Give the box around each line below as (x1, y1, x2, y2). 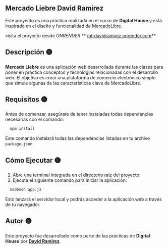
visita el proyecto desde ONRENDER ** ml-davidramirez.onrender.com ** (5, 32, 156, 38)
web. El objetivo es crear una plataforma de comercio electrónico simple (5, 74, 156, 80)
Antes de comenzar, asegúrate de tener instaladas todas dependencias (5, 111, 154, 117)
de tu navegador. (5, 202, 40, 208)
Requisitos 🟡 (5, 95, 48, 104)
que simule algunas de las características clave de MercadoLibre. (5, 80, 142, 86)
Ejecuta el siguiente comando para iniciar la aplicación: (12, 177, 127, 183)
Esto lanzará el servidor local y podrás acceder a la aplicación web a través (5, 196, 162, 202)
